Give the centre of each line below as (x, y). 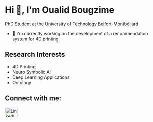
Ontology (22, 82)
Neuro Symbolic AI (32, 72)
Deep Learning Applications (41, 77)
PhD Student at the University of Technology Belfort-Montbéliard (72, 24)
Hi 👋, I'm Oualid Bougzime (60, 10)
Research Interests (35, 55)
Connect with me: (33, 98)
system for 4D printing (35, 39)
